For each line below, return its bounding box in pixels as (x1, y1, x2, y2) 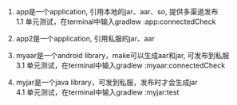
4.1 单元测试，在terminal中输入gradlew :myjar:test (15, 87, 180, 97)
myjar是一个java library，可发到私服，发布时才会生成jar (15, 78, 198, 87)
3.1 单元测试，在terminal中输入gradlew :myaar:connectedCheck (15, 60, 226, 70)
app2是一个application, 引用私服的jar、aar (15, 34, 156, 43)
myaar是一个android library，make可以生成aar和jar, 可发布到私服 (15, 51, 230, 60)
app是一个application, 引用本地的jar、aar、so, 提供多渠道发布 (15, 7, 219, 16)
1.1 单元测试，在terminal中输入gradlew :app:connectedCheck (15, 17, 216, 26)
